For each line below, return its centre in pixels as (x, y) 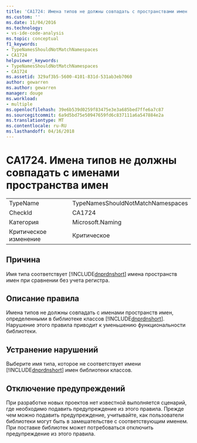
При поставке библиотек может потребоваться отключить (80, 428)
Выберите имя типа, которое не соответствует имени (74, 364)
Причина (23, 260)
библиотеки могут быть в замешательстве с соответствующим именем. (97, 421)
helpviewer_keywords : (33, 60)
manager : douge (25, 93)
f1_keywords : (22, 45)
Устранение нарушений (52, 350)
